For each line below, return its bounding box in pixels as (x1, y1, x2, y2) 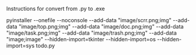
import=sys (6, 42, 35, 49)
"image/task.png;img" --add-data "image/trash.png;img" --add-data (6, 29, 177, 36)
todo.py (36, 42, 55, 49)
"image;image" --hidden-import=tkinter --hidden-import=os (6, 36, 156, 42)
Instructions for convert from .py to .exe (6, 5, 106, 12)
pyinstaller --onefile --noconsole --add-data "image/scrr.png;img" (6, 17, 172, 23)
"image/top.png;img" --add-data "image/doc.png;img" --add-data (18, 23, 184, 30)
